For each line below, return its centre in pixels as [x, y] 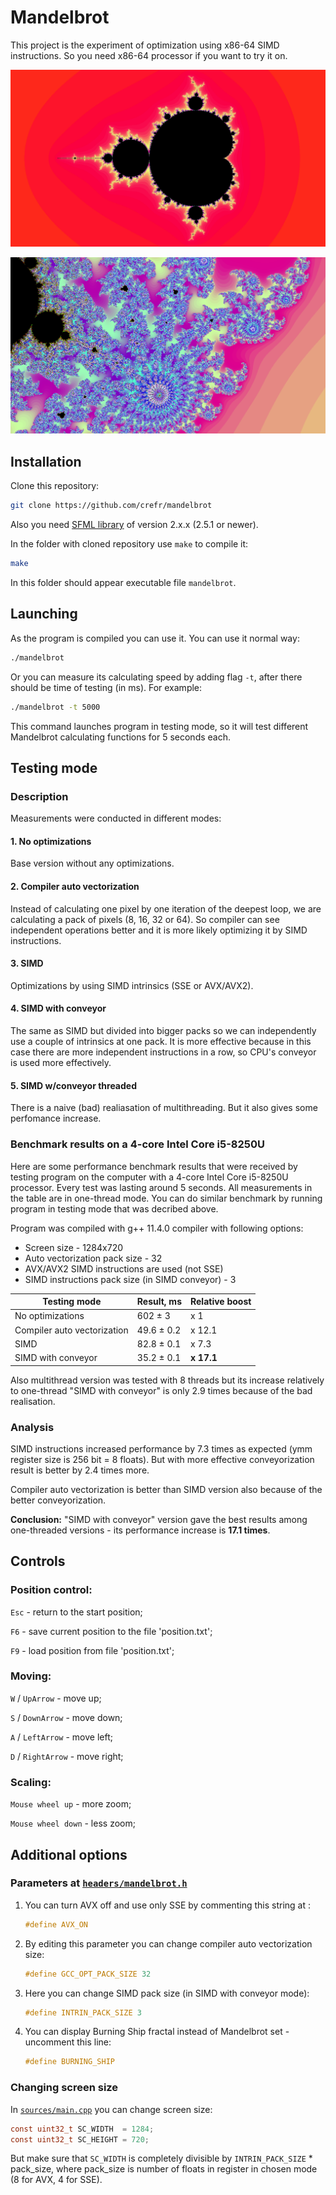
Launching [44, 614]
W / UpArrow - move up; [56, 1698]
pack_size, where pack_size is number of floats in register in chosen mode [164, 2169]
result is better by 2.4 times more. [80, 1470]
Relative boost [220, 1302]
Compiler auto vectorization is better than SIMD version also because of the [166, 1489]
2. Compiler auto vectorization [75, 887]
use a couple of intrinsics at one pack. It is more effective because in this [161, 1042]
